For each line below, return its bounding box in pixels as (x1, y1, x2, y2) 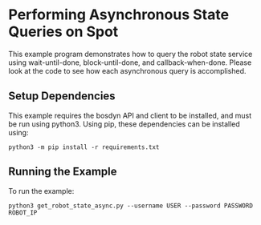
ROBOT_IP (8, 208, 38, 217)
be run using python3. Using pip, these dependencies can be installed (8, 119, 241, 129)
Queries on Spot (8, 22, 119, 41)
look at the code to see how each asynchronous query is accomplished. (8, 66, 247, 75)
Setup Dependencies (8, 90, 116, 103)
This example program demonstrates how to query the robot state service (8, 49, 253, 58)
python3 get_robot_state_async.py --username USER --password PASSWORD (8, 202, 253, 210)
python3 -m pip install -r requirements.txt (8, 143, 160, 151)
